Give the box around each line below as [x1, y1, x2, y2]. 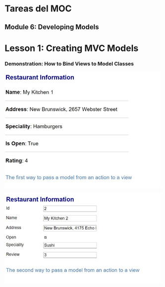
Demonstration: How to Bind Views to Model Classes [4, 60, 134, 67]
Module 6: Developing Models [4, 23, 100, 31]
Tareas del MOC [4, 3, 72, 14]
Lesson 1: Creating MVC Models [4, 43, 139, 54]
